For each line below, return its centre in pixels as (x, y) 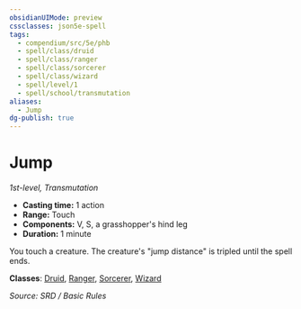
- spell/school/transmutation (74, 93)
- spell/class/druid (56, 51)
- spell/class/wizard (58, 77)
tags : (19, 34)
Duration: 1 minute (57, 234)
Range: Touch (49, 215)
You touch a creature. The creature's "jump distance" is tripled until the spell (151, 251)
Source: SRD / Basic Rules (58, 296)
